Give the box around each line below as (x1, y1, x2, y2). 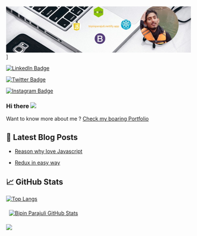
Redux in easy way (14, 159, 60, 166)
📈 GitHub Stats (6, 177, 63, 187)
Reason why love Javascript (14, 148, 83, 155)
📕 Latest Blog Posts (6, 132, 78, 142)
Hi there (6, 102, 29, 110)
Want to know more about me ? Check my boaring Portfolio (6, 115, 149, 122)
